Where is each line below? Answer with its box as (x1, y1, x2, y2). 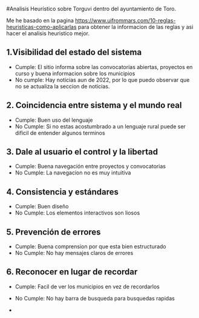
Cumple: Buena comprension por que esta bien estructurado (15, 243, 166, 250)
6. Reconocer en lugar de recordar (6, 267, 138, 277)
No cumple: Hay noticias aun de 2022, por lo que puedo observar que (15, 76, 190, 84)
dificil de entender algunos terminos (15, 129, 105, 136)
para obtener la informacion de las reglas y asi (77, 24, 194, 30)
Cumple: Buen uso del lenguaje (15, 116, 93, 124)
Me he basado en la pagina (6, 17, 74, 24)
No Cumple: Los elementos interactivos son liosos (15, 209, 140, 217)
